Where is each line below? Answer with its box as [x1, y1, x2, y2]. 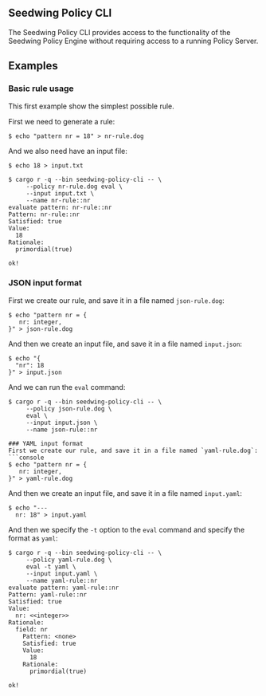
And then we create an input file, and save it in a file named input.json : [8, 339, 243, 348]
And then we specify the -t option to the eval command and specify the [8, 525, 245, 534]
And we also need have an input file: [8, 146, 127, 155]
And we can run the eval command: [8, 382, 126, 391]
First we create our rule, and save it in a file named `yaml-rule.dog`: [8, 446, 259, 454]
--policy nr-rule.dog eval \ [25, 183, 123, 191]
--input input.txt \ [25, 189, 94, 198]
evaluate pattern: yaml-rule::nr [8, 584, 119, 592]
